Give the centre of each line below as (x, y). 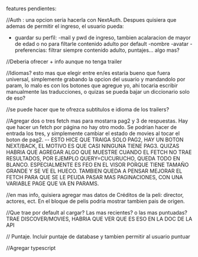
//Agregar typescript (31, 248)
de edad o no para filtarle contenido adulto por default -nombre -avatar (102, 44)
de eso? (16, 98)
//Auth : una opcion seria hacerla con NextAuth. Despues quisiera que (91, 20)
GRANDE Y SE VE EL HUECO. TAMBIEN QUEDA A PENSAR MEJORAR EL (94, 171)
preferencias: (31, 50)
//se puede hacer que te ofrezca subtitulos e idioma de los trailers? (88, 109)
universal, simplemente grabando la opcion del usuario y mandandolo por (96, 79)
